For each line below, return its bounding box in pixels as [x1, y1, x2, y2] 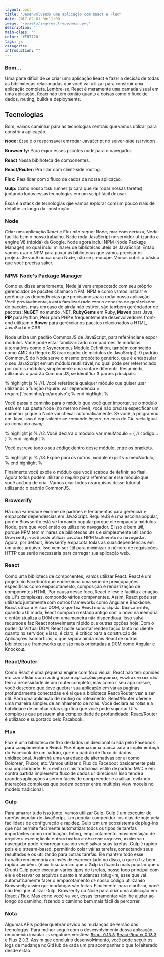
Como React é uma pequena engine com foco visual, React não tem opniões [5, 669, 160, 676]
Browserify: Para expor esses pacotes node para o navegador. [5, 147, 132, 153]
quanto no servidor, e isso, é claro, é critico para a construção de [5, 630, 137, 636]
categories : [5, 44, 29, 48]
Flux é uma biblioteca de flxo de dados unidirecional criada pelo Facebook [5, 740, 155, 746]
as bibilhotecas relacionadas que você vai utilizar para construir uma [5, 80, 143, 86]
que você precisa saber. [5, 260, 54, 266]
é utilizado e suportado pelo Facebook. [5, 716, 84, 722]
